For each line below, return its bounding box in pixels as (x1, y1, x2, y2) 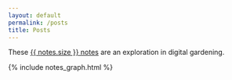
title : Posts (8, 26, 51, 34)
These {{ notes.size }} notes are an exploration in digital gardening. (8, 48, 225, 57)
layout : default (8, 11, 61, 20)
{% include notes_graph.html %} (8, 63, 114, 72)
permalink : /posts (8, 19, 68, 27)
